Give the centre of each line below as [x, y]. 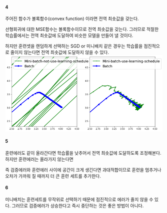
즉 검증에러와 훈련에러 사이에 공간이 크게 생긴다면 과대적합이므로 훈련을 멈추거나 [83, 170]
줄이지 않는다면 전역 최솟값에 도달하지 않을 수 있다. [59, 52]
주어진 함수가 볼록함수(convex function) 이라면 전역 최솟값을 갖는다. [72, 19]
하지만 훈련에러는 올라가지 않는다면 [39, 159]
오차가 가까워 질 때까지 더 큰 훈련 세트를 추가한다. [53, 176]
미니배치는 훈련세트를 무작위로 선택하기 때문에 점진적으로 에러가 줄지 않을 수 [79, 200]
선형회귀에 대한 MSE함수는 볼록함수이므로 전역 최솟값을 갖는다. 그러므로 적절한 [82, 29]
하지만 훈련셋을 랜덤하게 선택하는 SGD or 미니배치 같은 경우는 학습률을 [74, 46]
